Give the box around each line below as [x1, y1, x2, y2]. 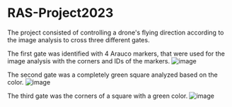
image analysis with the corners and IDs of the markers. [7, 56, 170, 65]
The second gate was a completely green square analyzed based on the [7, 70, 218, 79]
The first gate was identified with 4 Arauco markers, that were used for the [7, 49, 225, 58]
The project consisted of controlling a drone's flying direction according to [7, 28, 224, 37]
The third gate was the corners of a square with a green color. [7, 92, 188, 100]
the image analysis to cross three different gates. [7, 35, 150, 44]
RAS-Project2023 [7, 5, 114, 21]
